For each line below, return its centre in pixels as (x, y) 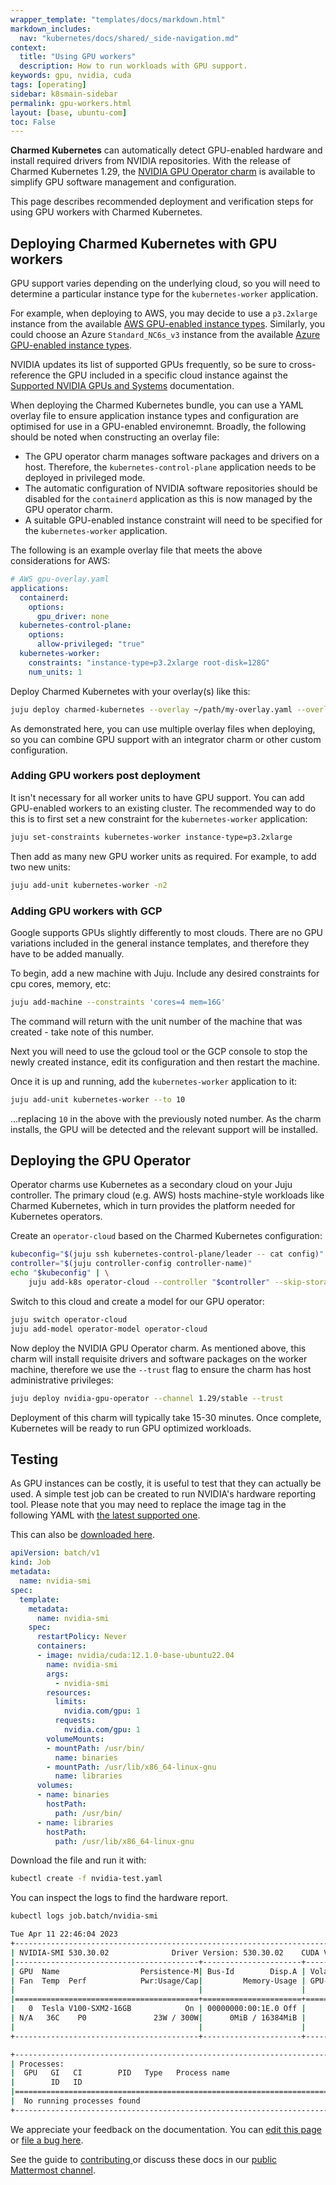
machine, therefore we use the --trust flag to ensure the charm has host (161, 1369)
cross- (302, 365)
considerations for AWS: (60, 561)
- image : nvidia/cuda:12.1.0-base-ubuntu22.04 (135, 1656)
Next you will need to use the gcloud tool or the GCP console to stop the (159, 1051)
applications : (40, 588)
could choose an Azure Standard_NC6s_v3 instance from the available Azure (165, 335)
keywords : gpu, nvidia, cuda (71, 76)
